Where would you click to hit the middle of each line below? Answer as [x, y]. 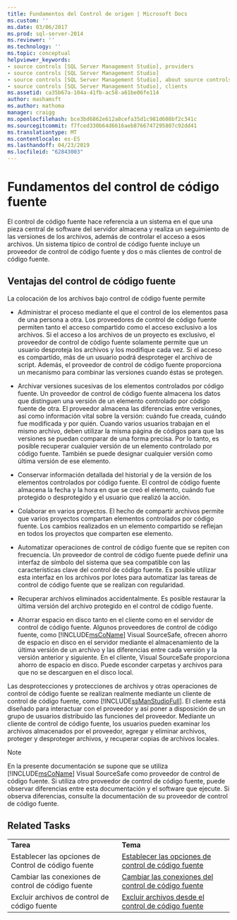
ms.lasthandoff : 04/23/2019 [49, 146]
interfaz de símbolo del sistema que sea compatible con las [104, 562]
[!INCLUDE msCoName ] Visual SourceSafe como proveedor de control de [114, 773]
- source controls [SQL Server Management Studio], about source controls [120, 80]
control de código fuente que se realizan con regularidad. [101, 585]
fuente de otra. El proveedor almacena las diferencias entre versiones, [120, 408]
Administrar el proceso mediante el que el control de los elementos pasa [123, 312]
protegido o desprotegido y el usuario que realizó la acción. [104, 497]
